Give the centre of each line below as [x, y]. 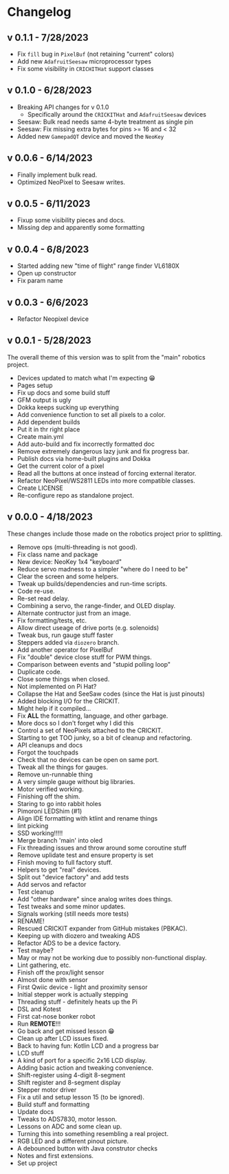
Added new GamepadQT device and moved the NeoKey [90, 136]
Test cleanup [35, 892]
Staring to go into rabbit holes [59, 803]
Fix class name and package [57, 554]
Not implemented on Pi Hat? [57, 686]
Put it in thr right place [48, 429]
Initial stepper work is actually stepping [73, 994]
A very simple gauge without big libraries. [76, 781]
